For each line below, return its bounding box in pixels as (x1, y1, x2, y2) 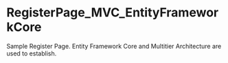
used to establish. (6, 49, 57, 58)
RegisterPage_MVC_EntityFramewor (6, 5, 219, 21)
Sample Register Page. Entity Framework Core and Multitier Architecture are (6, 42, 222, 50)
